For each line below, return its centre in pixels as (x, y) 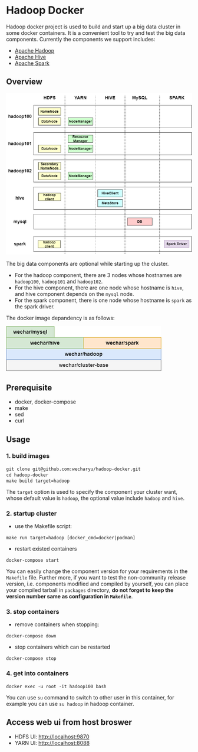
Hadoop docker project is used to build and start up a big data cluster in (93, 27)
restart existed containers (46, 549)
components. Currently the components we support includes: (81, 39)
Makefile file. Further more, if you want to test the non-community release (96, 578)
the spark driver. (34, 307)
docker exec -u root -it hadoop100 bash (57, 686)
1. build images (28, 456)
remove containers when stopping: (57, 624)
